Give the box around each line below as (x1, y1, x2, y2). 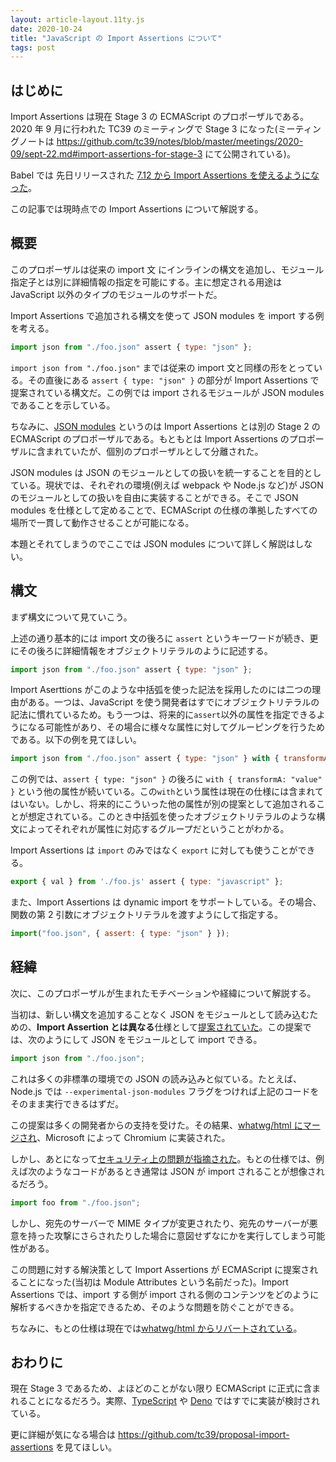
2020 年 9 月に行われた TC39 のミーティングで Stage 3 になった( (10, 123, 278, 135)
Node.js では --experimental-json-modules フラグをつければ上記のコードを (10, 1085, 320, 1097)
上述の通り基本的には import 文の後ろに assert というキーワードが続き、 (10, 632, 310, 644)
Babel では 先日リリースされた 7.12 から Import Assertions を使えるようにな (10, 169, 320, 181)
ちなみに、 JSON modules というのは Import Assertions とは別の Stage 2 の (10, 420, 321, 432)
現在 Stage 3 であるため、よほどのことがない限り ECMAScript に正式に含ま (10, 1382, 322, 1395)
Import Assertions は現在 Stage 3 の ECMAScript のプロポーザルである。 (10, 111, 310, 123)
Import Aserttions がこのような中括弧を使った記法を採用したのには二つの (10, 684, 313, 696)
